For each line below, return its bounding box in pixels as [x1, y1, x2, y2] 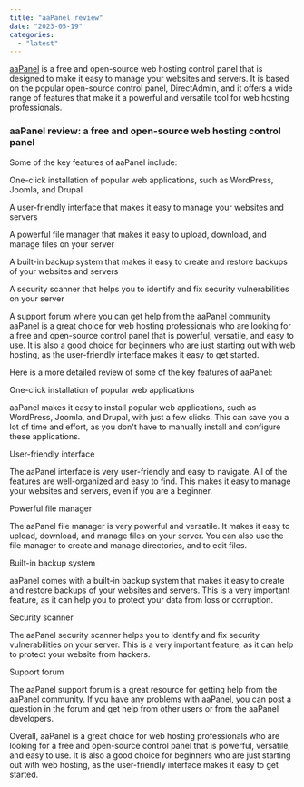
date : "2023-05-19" [9, 22, 83, 31]
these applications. [9, 430, 81, 441]
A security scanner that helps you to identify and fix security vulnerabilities [9, 283, 289, 294]
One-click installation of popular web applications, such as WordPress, [9, 174, 274, 185]
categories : [9, 30, 54, 39]
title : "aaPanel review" [9, 13, 103, 23]
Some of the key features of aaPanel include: [9, 156, 178, 168]
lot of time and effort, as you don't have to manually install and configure [9, 421, 281, 432]
